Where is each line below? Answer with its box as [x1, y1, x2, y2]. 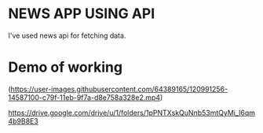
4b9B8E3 [8, 116, 39, 126]
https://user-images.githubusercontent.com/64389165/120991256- [10, 84, 228, 94]
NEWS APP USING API [8, 5, 155, 23]
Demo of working [8, 58, 123, 76]
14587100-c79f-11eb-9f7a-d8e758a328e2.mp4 [8, 92, 161, 102]
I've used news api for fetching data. [8, 31, 126, 40]
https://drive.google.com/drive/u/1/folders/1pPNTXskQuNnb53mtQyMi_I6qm [8, 108, 256, 117]
